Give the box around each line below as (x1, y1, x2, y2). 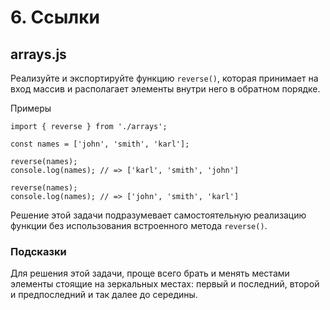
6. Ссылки (10, 6, 100, 29)
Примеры (10, 102, 52, 114)
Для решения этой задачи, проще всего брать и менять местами (10, 267, 290, 280)
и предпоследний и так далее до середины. (10, 289, 198, 301)
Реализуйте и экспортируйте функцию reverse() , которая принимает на (10, 72, 319, 84)
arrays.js (10, 46, 67, 63)
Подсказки (10, 244, 67, 258)
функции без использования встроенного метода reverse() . (10, 220, 268, 231)
